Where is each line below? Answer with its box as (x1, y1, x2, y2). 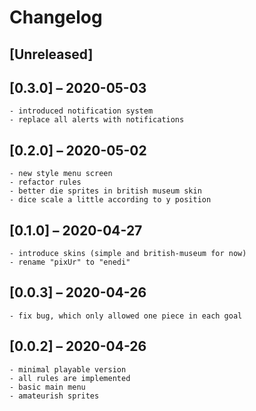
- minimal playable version (9, 364, 127, 375)
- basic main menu (9, 382, 86, 392)
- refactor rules (9, 177, 82, 188)
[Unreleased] (9, 46, 94, 63)
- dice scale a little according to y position (9, 195, 212, 205)
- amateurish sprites (9, 391, 100, 401)
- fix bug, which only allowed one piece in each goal (9, 311, 243, 321)
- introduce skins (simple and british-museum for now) (9, 249, 247, 259)
